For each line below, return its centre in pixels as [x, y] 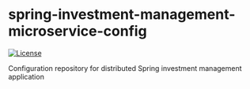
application [27, 76]
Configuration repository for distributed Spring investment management [125, 68]
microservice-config [78, 31]
